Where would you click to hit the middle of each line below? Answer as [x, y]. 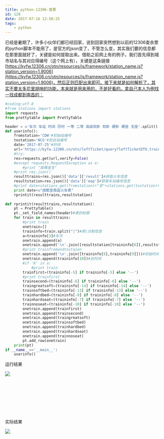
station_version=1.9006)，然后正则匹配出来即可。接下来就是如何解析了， [78, 83]
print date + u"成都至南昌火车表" [44, 190]
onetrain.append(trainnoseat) [53, 336]
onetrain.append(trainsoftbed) [54, 322]
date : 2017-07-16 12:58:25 [32, 19]
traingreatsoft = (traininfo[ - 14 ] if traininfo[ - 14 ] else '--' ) [87, 286]
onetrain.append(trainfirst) [52, 309]
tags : [10, 23]
